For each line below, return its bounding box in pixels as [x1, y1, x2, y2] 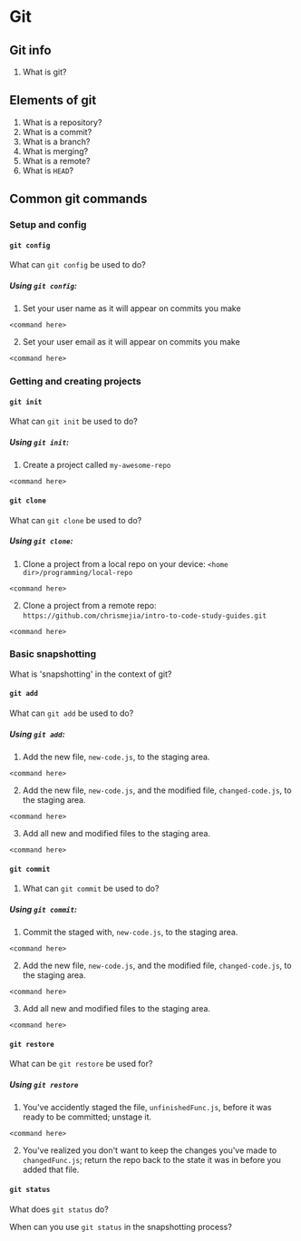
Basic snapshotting [9, 648, 97, 660]
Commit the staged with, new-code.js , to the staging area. [22, 927, 238, 938]
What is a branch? [22, 136, 91, 147]
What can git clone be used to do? [9, 514, 142, 525]
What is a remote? [22, 155, 91, 166]
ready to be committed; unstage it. [22, 1111, 152, 1122]
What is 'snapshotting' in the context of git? [9, 669, 172, 679]
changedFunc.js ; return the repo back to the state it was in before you [22, 1155, 281, 1166]
